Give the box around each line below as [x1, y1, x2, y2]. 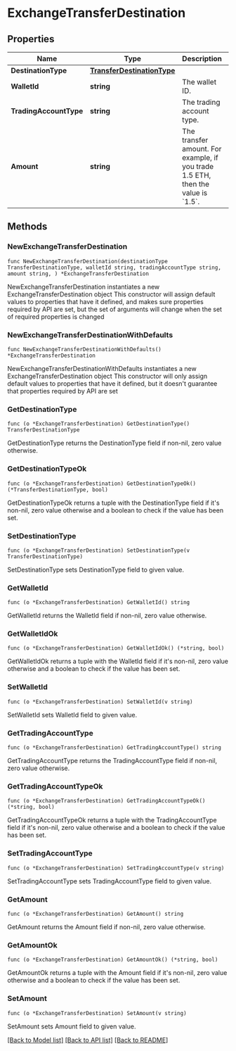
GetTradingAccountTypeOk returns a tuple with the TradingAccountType [7, 816, 217, 824]
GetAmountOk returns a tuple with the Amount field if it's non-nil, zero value [7, 969, 228, 977]
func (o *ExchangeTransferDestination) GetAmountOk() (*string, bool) [7, 956, 218, 964]
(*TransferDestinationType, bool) [7, 486, 109, 493]
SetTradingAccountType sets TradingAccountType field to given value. [7, 876, 212, 885]
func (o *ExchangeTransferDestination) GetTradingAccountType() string [7, 744, 221, 751]
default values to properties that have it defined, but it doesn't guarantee [7, 379, 218, 388]
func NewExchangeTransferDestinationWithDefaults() [7, 346, 162, 353]
